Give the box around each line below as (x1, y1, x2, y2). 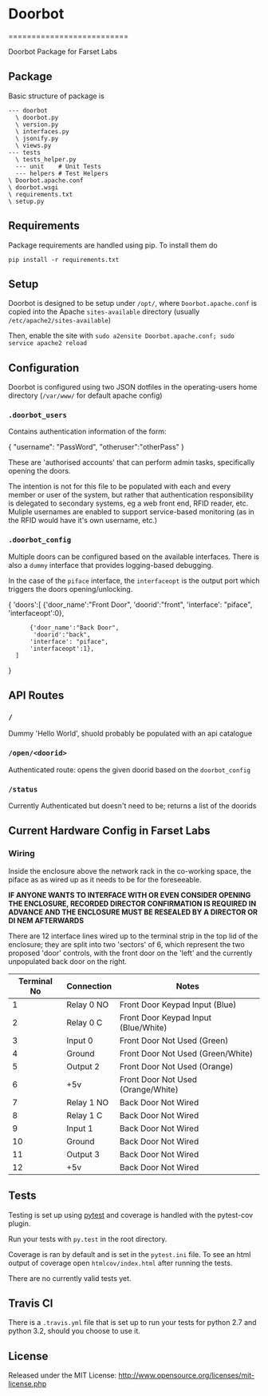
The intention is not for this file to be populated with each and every (8, 482, 231, 491)
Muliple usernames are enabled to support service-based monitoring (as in (8, 507, 255, 517)
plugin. (8, 1219, 31, 1228)
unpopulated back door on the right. (8, 956, 128, 966)
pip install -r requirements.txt (8, 256, 120, 264)
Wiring (8, 848, 36, 859)
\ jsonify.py (15, 134, 59, 142)
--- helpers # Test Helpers (15, 169, 109, 177)
